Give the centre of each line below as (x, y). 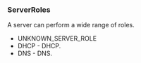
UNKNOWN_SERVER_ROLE (57, 38)
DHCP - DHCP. (39, 46)
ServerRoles (29, 10)
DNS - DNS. (35, 53)
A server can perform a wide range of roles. (71, 25)
